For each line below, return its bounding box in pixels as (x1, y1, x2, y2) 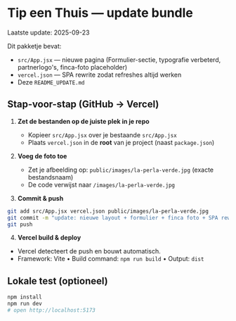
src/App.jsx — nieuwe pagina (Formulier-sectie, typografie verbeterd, (17, 55, 221, 64)
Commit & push (17, 194, 64, 202)
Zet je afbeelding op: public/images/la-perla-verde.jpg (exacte (27, 165, 214, 174)
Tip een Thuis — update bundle (7, 5, 193, 21)
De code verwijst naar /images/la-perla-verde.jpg (27, 180, 176, 189)
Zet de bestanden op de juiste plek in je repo (17, 117, 150, 125)
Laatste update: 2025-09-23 (7, 28, 90, 37)
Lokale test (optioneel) (7, 275, 108, 287)
